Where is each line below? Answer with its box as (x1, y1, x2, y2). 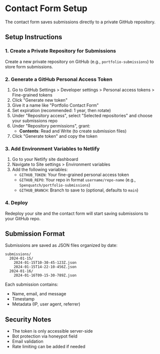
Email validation (12, 338, 44, 344)
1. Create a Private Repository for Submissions (5, 48, 116, 54)
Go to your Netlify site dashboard (12, 156, 78, 162)
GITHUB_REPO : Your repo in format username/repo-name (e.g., (19, 177, 136, 183)
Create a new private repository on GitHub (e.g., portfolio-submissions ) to (5, 59, 154, 64)
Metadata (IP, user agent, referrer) (12, 301, 81, 307)
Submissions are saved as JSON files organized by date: (5, 242, 117, 248)
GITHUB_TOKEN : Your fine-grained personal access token (19, 172, 129, 177)
